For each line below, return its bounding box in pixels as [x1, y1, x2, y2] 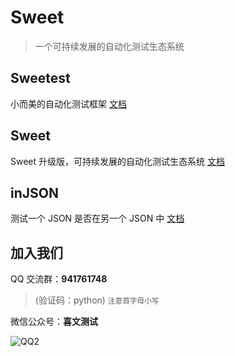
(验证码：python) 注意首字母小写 [34, 294, 160, 306]
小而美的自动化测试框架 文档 [10, 97, 127, 110]
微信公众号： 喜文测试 [10, 316, 98, 328]
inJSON [10, 184, 59, 201]
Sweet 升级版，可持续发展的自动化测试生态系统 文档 [10, 155, 225, 167]
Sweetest [10, 70, 71, 87]
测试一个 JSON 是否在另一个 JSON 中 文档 [10, 212, 185, 225]
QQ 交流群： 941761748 [10, 273, 108, 285]
